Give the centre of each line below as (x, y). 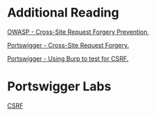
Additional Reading (63, 13)
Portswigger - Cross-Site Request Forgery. (68, 45)
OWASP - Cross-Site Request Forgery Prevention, (78, 32)
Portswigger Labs (59, 87)
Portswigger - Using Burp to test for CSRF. (68, 58)
